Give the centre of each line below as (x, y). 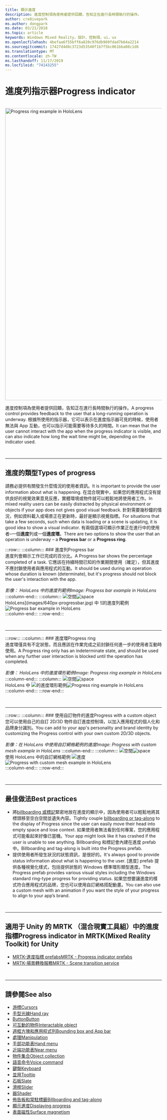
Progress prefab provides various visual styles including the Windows (84, 872)
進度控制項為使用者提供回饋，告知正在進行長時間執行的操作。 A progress (80, 408)
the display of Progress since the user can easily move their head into (84, 824)
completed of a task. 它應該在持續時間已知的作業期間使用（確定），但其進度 (82, 562)
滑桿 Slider (23, 1087)
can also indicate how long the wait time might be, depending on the (75, 437)
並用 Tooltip (24, 1075)
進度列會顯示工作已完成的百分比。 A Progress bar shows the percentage (79, 556)
